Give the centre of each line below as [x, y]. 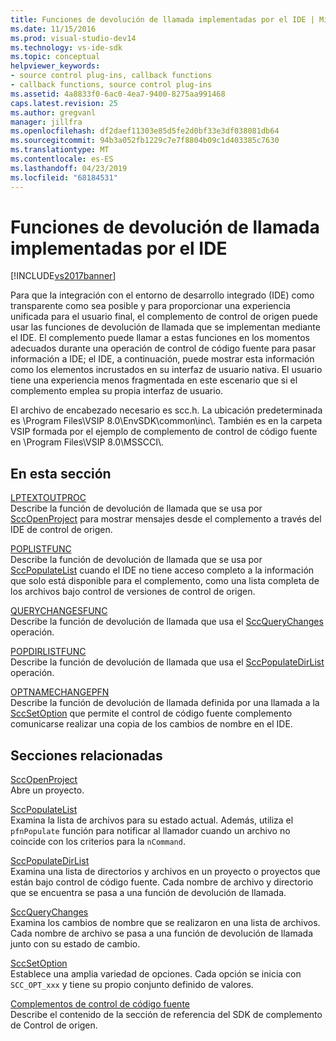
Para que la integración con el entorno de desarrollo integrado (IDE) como [162, 295]
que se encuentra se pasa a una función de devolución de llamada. [148, 893]
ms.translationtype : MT [60, 150]
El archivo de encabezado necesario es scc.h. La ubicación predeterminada [166, 410]
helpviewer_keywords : [55, 66]
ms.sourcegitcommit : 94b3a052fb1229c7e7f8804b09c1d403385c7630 [145, 141]
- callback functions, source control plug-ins [111, 85]
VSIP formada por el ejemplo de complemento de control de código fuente [164, 432]
